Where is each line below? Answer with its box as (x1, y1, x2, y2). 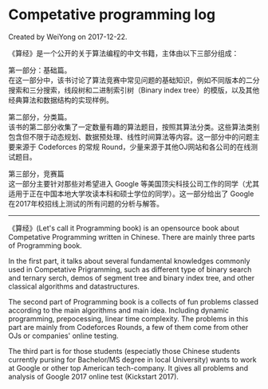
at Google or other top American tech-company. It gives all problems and (8, 363, 249, 372)
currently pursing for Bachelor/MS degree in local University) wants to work (8, 355, 257, 364)
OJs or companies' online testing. (8, 331, 119, 340)
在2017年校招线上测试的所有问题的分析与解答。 (8, 198, 164, 208)
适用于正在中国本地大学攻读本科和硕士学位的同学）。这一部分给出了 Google (8, 189, 254, 198)
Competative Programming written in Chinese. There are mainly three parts (8, 232, 255, 242)
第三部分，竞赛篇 (8, 169, 65, 179)
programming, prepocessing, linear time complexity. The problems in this (8, 313, 249, 324)
